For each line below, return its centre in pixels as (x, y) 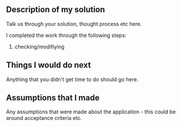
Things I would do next (48, 65)
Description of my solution (56, 10)
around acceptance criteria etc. (44, 118)
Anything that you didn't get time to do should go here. (72, 79)
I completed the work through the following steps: (66, 35)
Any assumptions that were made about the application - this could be (91, 112)
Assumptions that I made (53, 98)
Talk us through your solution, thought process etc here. (74, 24)
